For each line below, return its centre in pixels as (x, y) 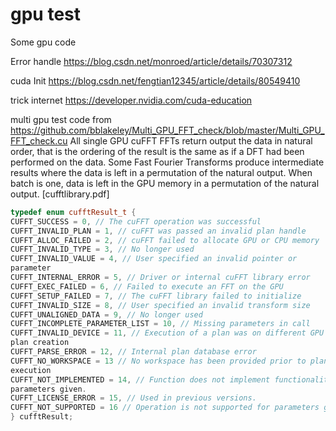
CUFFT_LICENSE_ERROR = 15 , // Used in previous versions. (133, 398)
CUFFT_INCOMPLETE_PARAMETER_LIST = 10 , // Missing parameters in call (160, 324)
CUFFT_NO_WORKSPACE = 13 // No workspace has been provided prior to (158, 361)
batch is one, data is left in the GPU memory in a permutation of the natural (165, 183)
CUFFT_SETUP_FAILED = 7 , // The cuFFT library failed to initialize (156, 296)
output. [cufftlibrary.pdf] (60, 194)
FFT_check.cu (39, 140)
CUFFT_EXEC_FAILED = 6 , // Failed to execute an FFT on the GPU (147, 286)
